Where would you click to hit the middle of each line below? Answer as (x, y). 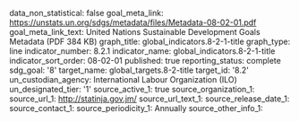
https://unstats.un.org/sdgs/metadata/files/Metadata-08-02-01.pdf (133, 22)
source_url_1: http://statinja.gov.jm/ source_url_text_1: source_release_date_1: (149, 99)
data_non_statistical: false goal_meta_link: (86, 13)
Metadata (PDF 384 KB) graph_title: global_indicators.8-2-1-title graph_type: (150, 41)
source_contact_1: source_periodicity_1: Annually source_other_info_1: (137, 108)
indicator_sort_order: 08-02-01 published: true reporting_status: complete (145, 61)
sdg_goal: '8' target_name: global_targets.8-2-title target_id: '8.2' (129, 70)
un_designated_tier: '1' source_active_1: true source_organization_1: (132, 89)
